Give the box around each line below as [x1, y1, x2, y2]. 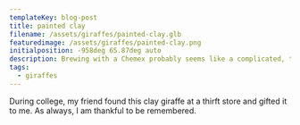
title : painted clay [9, 21, 87, 30]
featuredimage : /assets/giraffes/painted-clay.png [9, 37, 202, 47]
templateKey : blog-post [9, 12, 98, 22]
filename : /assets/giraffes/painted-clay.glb [9, 29, 181, 38]
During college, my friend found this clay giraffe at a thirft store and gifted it [9, 96, 287, 106]
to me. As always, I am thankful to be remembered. [9, 104, 196, 116]
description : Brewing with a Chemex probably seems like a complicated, [9, 54, 286, 63]
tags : [9, 63, 29, 72]
